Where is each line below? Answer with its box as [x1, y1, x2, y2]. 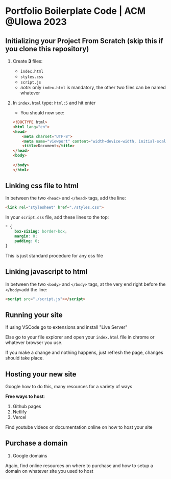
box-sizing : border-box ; [14, 229, 67, 234]
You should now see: [20, 110, 65, 115]
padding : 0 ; [14, 238, 40, 244]
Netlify [12, 409, 27, 415]
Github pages [12, 403, 41, 409]
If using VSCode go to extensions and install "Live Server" [5, 324, 128, 330]
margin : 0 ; [14, 234, 38, 239]
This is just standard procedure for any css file [5, 252, 103, 258]
